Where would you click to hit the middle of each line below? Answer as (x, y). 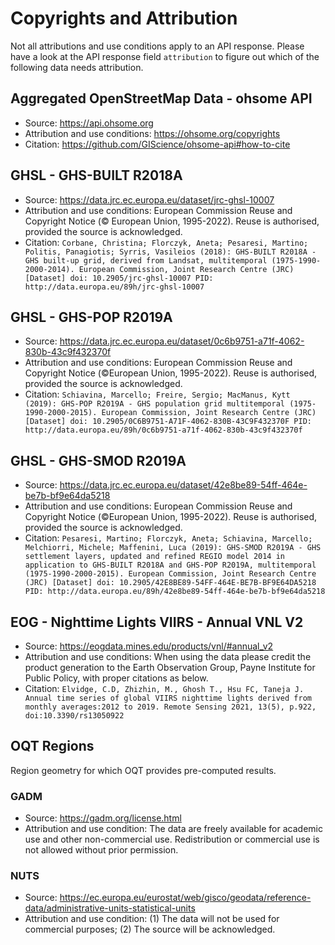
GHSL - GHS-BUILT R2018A (96, 175)
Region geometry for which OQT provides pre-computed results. (143, 770)
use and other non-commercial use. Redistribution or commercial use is (172, 839)
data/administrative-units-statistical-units (110, 908)
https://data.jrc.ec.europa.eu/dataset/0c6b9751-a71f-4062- (182, 341)
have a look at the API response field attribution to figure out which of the (165, 56)
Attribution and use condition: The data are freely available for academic (173, 829)
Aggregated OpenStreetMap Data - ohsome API (161, 98)
